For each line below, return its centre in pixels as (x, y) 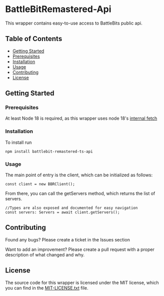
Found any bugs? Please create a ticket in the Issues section (68, 239)
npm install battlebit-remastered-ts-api (49, 151)
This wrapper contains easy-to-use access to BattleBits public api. (74, 23)
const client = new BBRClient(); (40, 184)
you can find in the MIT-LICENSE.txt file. (47, 288)
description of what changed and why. (45, 254)
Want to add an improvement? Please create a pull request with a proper (80, 249)
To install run (19, 142)
